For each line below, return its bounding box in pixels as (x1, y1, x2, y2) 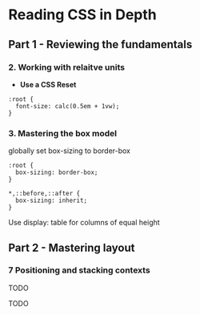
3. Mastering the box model (8, 127, 118, 139)
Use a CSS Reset (19, 79, 77, 89)
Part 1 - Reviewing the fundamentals (8, 38, 193, 51)
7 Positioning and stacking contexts (8, 265, 150, 276)
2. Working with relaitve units (8, 62, 126, 73)
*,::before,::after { (8, 190, 81, 198)
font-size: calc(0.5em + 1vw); (15, 102, 120, 110)
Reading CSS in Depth (8, 6, 158, 24)
